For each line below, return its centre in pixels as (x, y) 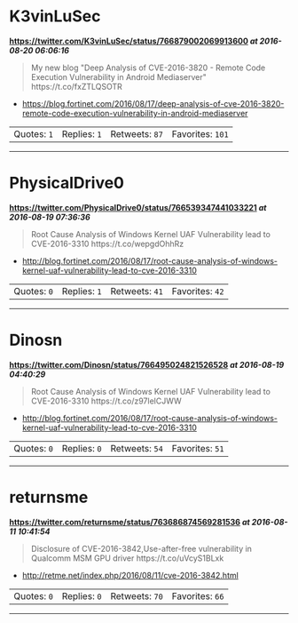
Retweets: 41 (137, 291)
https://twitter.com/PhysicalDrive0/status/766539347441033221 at (138, 207)
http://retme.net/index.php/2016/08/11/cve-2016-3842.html (130, 575)
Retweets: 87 (137, 133)
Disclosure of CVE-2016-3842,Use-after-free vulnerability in (141, 548)
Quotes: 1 (33, 133)
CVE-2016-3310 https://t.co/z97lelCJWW (106, 401)
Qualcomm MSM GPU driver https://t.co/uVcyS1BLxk (127, 558)
